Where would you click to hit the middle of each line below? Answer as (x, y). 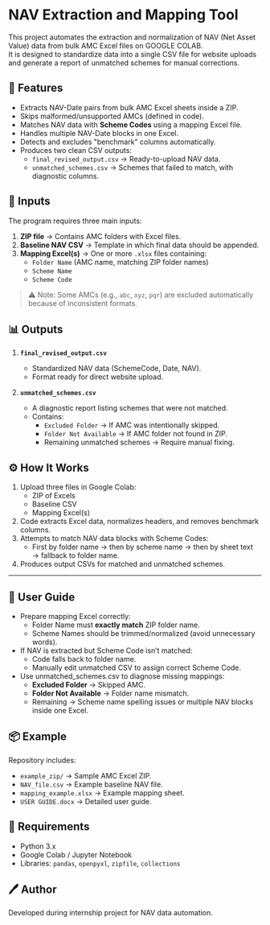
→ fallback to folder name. (76, 555)
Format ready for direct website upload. (98, 377)
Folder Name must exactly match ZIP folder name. (116, 625)
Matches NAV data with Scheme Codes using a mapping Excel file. (131, 124)
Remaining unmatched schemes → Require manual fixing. (139, 442)
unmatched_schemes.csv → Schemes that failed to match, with (133, 167)
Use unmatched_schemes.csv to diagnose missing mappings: (122, 676)
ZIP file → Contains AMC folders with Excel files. (100, 236)
